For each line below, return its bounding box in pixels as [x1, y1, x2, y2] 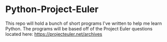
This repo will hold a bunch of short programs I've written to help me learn [5, 20, 162, 26]
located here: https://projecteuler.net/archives [5, 31, 102, 37]
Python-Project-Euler [5, 4, 99, 15]
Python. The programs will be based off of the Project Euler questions [5, 25, 153, 31]
